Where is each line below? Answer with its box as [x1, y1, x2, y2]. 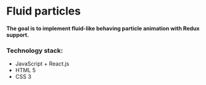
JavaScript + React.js [15, 60, 69, 67]
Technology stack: [6, 46, 63, 55]
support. [6, 31, 29, 38]
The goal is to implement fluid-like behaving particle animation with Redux [6, 24, 200, 32]
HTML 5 [15, 67, 36, 74]
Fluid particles [6, 4, 81, 18]
